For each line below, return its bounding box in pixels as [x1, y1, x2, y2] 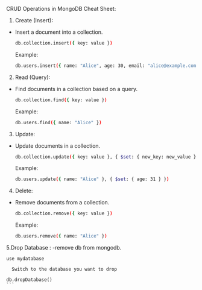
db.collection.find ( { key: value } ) [14, 96, 107, 103]
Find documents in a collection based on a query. [14, 85, 138, 92]
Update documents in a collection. [14, 142, 101, 150]
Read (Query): [14, 74, 51, 81]
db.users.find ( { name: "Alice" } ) [14, 119, 102, 125]
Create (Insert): [14, 17, 53, 24]
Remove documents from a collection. [14, 199, 110, 206]
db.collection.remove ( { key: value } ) [14, 210, 113, 216]
